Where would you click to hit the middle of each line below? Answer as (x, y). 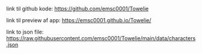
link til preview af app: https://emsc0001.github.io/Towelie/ (79, 20)
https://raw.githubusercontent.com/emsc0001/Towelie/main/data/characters (101, 38)
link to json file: (25, 32)
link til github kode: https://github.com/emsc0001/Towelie (78, 9)
